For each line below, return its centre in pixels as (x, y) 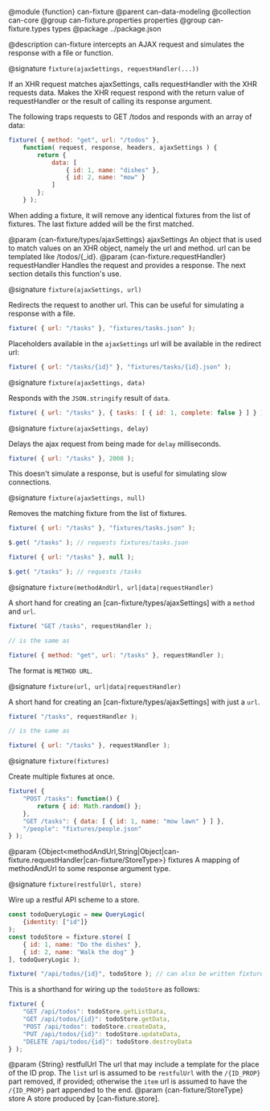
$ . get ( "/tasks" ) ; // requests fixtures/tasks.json (98, 543)
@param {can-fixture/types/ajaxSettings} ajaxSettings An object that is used (135, 239)
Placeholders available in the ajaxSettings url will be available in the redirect (135, 343)
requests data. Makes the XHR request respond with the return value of (127, 93)
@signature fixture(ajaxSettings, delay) (79, 428)
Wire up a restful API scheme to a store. (74, 900)
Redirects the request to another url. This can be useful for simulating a (126, 304)
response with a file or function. (61, 53)
